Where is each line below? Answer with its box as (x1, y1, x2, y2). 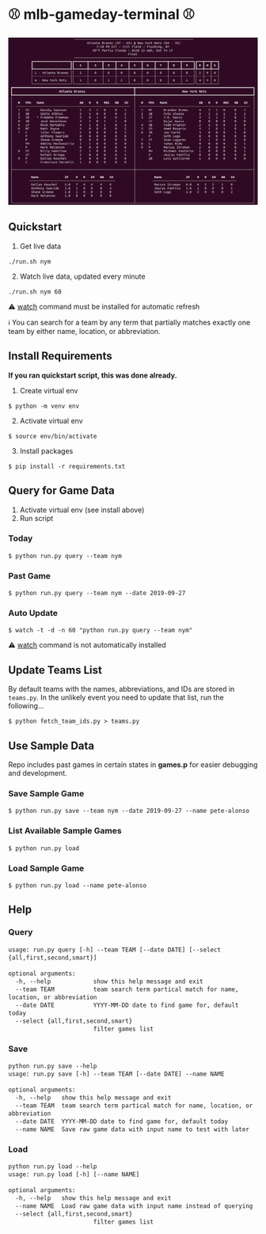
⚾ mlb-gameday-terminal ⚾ (8, 6, 196, 24)
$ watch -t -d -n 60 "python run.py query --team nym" (8, 626, 193, 635)
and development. (8, 769, 67, 778)
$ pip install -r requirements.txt (8, 462, 126, 470)
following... (8, 701, 44, 711)
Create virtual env (19, 385, 78, 395)
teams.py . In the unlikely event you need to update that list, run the (8, 693, 224, 702)
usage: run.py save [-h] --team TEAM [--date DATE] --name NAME (8, 1069, 225, 1078)
